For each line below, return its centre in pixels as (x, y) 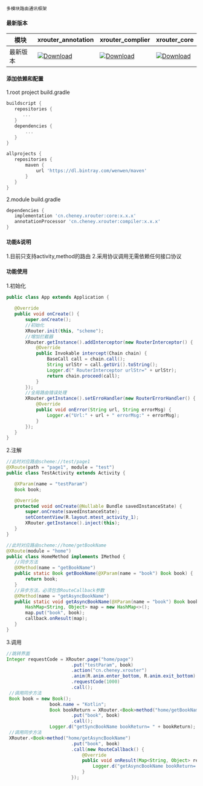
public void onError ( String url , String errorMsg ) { (104, 410)
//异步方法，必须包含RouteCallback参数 (59, 590)
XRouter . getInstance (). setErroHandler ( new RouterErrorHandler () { (111, 399)
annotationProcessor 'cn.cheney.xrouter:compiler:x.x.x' (88, 222)
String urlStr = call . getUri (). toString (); (102, 365)
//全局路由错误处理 (46, 393)
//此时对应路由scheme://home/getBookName (56, 545)
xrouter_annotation (66, 40)
